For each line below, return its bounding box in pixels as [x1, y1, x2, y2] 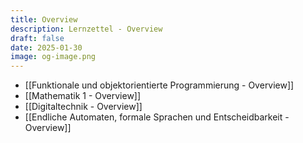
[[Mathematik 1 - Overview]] [24, 90, 142, 102]
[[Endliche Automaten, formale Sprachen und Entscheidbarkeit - [24, 111, 290, 123]
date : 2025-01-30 [10, 42, 83, 53]
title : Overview [10, 14, 78, 25]
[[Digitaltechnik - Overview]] [24, 101, 143, 113]
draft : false [10, 33, 65, 43]
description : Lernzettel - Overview [10, 24, 163, 34]
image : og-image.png [10, 52, 97, 62]
